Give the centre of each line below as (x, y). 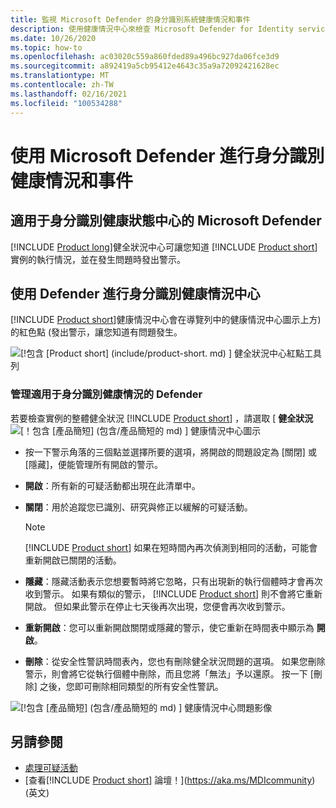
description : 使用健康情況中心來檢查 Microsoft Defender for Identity (152, 29)
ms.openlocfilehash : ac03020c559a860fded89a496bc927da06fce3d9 (145, 57)
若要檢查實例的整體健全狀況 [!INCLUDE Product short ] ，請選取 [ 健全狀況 (162, 418)
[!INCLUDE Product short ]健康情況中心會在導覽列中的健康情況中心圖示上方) (166, 320)
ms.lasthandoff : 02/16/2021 (69, 94)
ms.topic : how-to (46, 47)
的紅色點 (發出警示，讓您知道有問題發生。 (96, 332)
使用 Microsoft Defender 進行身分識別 (167, 155)
